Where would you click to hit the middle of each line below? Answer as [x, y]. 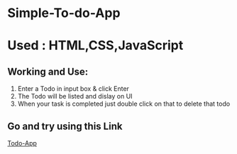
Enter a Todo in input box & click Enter [73, 89]
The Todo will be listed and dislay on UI [75, 97]
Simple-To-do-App [64, 13]
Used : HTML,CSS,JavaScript [95, 46]
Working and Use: [48, 71]
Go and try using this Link [65, 126]
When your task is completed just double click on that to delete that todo [124, 104]
